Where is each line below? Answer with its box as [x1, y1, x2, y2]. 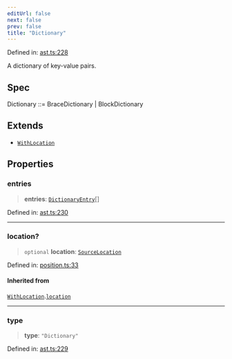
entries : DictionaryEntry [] [23, 195, 100, 203]
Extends [7, 120, 43, 132]
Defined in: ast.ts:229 [7, 345, 68, 353]
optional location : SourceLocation [23, 247, 122, 255]
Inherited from [7, 277, 50, 285]
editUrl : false [7, 10, 51, 17]
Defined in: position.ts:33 [7, 260, 79, 269]
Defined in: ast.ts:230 [7, 208, 69, 216]
